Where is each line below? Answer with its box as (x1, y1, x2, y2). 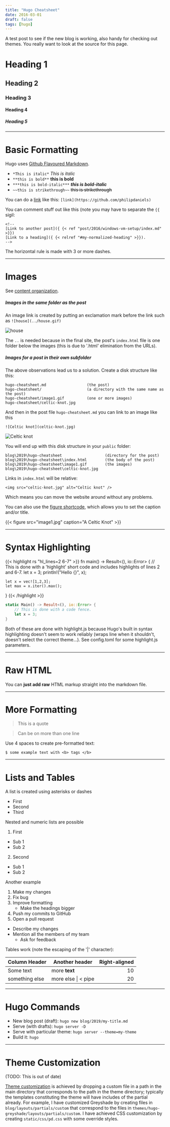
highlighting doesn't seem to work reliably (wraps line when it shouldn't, (5, 631, 155, 637)
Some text (8, 967, 32, 974)
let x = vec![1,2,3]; (5, 579, 51, 585)
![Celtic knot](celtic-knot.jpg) (5, 424, 76, 430)
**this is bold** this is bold (12, 176, 74, 182)
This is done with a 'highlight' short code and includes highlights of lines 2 (5, 564, 160, 570)
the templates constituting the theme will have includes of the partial (5, 1094, 148, 1101)
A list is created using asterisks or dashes (5, 788, 92, 795)
